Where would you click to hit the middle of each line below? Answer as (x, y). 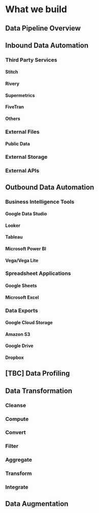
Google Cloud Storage (29, 323)
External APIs (22, 170)
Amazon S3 (18, 334)
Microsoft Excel (22, 297)
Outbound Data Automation (50, 187)
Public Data (18, 144)
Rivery (12, 84)
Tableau (14, 237)
